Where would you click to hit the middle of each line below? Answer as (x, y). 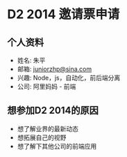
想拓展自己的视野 (42, 137)
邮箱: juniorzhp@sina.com (54, 69)
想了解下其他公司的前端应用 (57, 146)
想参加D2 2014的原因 (53, 111)
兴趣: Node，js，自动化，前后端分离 (69, 78)
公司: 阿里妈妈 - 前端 (46, 87)
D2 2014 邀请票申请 (63, 14)
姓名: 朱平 (31, 60)
